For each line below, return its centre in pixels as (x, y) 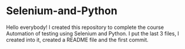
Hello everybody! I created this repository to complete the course (85, 27)
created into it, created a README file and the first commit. (77, 40)
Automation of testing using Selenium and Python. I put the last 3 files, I (92, 33)
